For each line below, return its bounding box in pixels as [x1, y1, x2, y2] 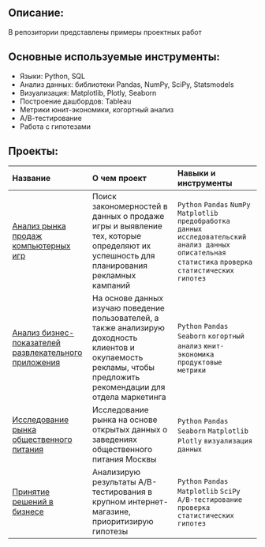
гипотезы [91, 526, 129, 537]
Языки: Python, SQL [19, 71, 85, 81]
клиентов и [91, 342, 136, 353]
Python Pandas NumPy [177, 201, 251, 209]
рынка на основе [91, 414, 158, 425]
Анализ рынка [12, 221, 66, 232]
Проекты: [8, 145, 59, 158]
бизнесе [12, 506, 45, 517]
